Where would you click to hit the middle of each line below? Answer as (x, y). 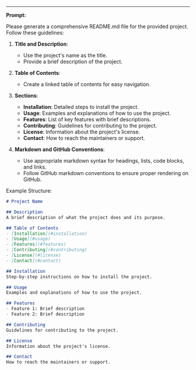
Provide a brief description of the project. (73, 61)
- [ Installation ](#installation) (47, 234)
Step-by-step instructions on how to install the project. (79, 277)
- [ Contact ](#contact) (34, 261)
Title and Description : (41, 44)
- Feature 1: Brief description (45, 309)
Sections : (26, 95)
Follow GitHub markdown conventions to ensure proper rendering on (106, 173)
